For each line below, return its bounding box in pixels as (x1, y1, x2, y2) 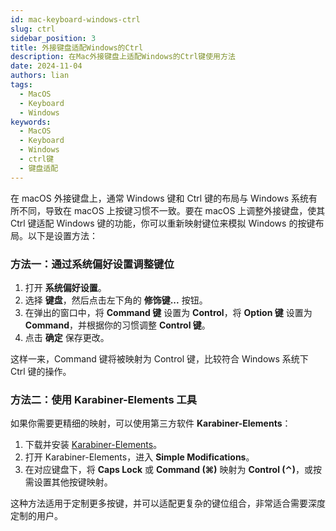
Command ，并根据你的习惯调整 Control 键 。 (24, 319, 211, 331)
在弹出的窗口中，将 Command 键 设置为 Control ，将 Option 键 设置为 (24, 306, 313, 318)
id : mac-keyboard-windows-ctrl (10, 14, 141, 25)
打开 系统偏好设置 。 (24, 281, 107, 293)
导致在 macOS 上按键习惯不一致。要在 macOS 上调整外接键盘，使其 (44, 204, 326, 216)
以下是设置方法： (27, 229, 98, 241)
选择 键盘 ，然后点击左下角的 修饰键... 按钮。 (24, 294, 208, 306)
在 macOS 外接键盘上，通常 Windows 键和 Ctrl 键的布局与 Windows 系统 (10, 192, 310, 204)
